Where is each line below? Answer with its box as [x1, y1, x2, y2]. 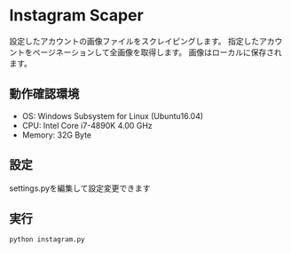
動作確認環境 [9, 86, 80, 102]
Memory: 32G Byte [21, 130, 91, 140]
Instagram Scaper [9, 5, 144, 26]
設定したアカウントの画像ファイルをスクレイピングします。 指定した [9, 36, 260, 46]
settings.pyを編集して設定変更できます [9, 183, 151, 194]
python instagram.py [9, 235, 86, 244]
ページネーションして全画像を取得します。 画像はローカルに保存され [32, 46, 282, 58]
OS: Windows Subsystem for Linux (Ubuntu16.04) [21, 110, 204, 121]
